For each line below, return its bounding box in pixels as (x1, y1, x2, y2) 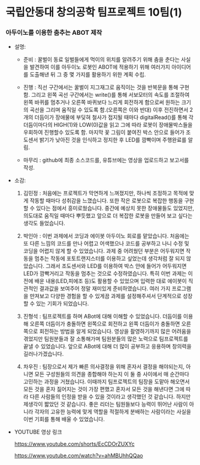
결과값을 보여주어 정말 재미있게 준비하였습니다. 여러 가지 (39, 285, 171, 292)
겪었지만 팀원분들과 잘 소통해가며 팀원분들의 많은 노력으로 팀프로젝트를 (23, 335, 189, 342)
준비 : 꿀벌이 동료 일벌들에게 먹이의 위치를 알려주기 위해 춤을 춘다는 (23, 56, 180, 63)
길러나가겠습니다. (23, 350, 64, 357)
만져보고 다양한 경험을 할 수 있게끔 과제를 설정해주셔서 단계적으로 (29, 293, 182, 300)
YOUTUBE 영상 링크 (14, 428, 62, 436)
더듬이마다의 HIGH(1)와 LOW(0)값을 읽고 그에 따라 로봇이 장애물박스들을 (23, 121, 193, 129)
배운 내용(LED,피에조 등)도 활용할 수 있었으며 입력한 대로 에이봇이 (34, 278, 187, 285)
